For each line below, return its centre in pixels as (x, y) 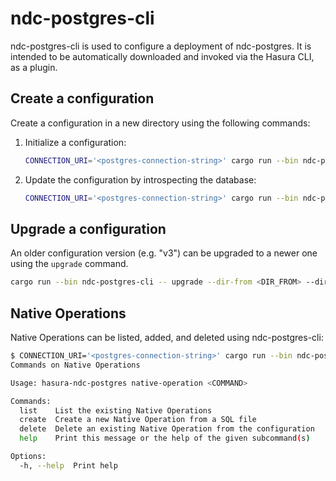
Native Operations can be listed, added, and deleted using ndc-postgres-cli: (167, 337)
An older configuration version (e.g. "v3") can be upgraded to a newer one (164, 253)
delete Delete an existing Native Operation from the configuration (167, 429)
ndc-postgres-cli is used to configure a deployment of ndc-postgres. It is (161, 46)
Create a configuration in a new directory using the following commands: (160, 123)
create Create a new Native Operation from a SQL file (138, 420)
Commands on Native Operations (75, 365)
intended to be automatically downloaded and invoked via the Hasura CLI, (162, 56)
